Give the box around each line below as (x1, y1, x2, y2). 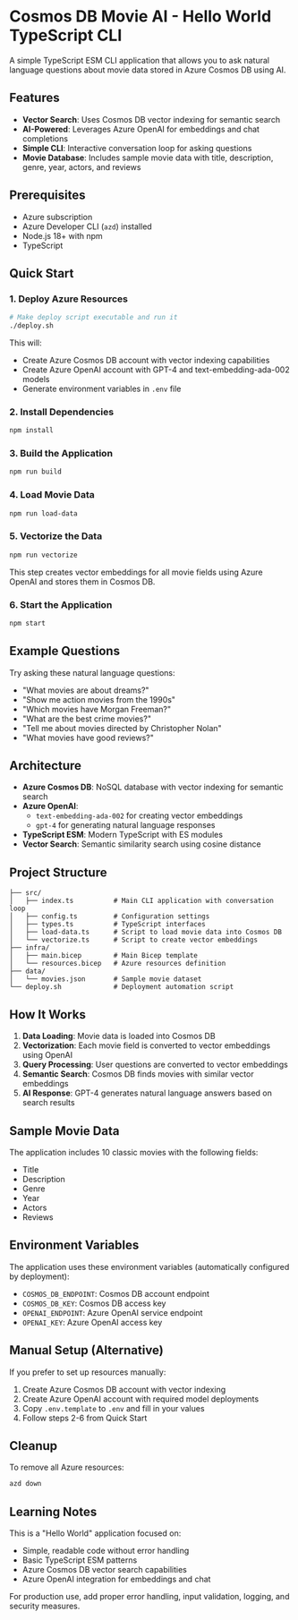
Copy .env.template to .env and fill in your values (21, 1403, 205, 1413)
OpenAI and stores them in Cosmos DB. (9, 576, 156, 587)
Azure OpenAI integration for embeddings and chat (21, 1573, 211, 1585)
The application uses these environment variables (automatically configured (9, 1261, 290, 1272)
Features (9, 90, 60, 106)
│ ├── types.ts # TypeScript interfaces (9, 920, 206, 929)
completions (21, 132, 69, 144)
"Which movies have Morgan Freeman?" (21, 703, 172, 714)
